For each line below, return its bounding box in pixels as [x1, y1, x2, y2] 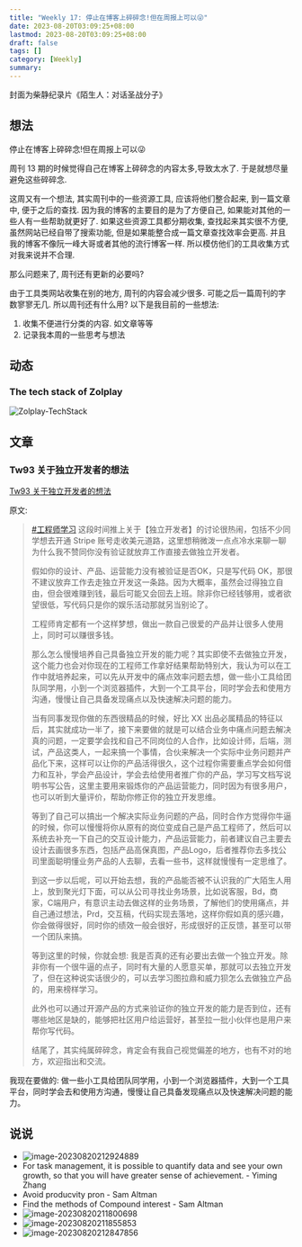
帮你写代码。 [31, 1026, 79, 1036]
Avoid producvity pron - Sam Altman [22, 1189, 157, 1199]
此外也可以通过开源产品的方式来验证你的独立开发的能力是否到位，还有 [31, 1003, 292, 1014]
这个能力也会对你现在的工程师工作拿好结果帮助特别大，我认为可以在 [31, 660, 284, 671]
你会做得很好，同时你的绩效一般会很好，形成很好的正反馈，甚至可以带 [31, 920, 292, 931]
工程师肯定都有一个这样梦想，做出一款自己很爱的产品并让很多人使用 [31, 618, 284, 630]
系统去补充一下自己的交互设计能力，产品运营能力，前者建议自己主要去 [31, 833, 292, 844]
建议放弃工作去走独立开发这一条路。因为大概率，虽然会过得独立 [39, 577, 276, 588]
